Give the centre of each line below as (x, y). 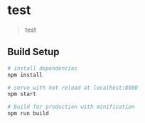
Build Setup (33, 52)
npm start (22, 94)
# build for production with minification (71, 107)
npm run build (28, 114)
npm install (25, 75)
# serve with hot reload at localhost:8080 (73, 88)
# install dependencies (43, 68)
